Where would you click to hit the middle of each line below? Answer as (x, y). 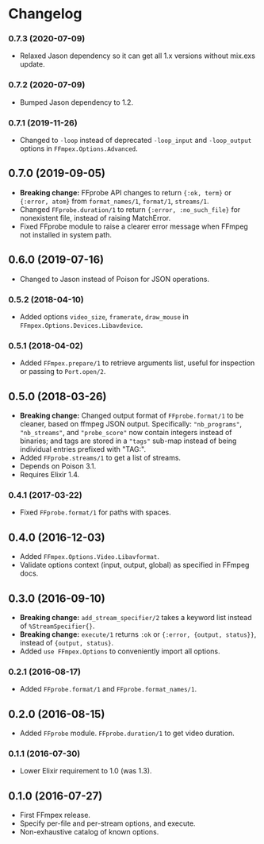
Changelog (45, 14)
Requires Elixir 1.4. (50, 475)
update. (32, 64)
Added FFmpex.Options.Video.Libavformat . (90, 557)
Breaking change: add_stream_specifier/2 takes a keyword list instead (136, 618)
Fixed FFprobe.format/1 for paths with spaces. (96, 512)
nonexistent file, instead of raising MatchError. (95, 218)
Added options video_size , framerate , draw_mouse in (104, 317)
